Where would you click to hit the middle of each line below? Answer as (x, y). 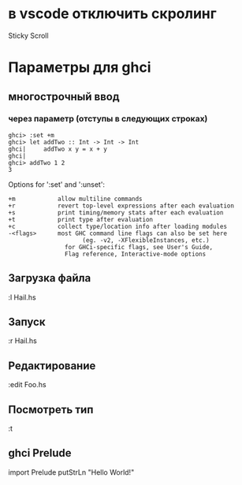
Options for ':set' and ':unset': (56, 184)
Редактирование (52, 366)
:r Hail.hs (22, 341)
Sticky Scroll (28, 35)
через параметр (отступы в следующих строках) (108, 119)
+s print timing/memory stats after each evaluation (116, 213)
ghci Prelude (40, 453)
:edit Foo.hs (27, 385)
